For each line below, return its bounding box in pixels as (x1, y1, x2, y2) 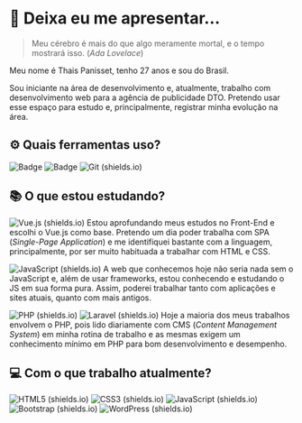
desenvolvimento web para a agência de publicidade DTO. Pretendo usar (9, 92, 281, 103)
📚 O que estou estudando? (9, 189, 166, 204)
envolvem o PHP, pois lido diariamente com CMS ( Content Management (9, 319, 278, 330)
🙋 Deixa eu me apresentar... (9, 8, 221, 29)
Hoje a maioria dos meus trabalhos (160, 309, 290, 320)
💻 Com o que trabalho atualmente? (9, 365, 212, 381)
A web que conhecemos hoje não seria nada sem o (103, 263, 294, 274)
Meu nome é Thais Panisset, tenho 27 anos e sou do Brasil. (9, 65, 230, 76)
